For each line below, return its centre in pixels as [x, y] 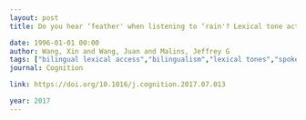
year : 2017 [30, 101]
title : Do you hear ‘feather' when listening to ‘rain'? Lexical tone [146, 26]
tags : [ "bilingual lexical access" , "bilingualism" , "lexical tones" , [142, 60]
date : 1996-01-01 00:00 [55, 43]
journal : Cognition [46, 68]
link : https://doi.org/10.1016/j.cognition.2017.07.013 [117, 85]
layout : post [34, 18]
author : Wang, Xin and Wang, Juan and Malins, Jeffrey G [120, 51]
